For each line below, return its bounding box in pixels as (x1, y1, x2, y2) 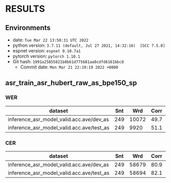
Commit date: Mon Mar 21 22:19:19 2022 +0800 (20, 64, 119, 70)
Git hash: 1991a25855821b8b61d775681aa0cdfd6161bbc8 (12, 59, 124, 64)
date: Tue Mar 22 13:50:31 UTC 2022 (12, 37, 89, 43)
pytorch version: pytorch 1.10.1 (12, 53, 80, 59)
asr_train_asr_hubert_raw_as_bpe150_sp (5, 79, 137, 87)
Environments (5, 23, 51, 32)
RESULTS (5, 3, 45, 15)
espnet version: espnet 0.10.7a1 (12, 48, 81, 54)
